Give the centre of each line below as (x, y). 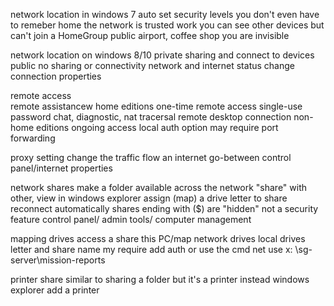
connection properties (56, 76)
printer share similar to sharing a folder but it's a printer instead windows (160, 279)
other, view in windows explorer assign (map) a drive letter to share (149, 198)
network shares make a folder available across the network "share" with (159, 187)
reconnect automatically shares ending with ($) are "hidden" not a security (164, 208)
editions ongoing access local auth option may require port (157, 127)
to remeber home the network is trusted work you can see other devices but (167, 25)
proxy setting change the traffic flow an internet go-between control (151, 157)
